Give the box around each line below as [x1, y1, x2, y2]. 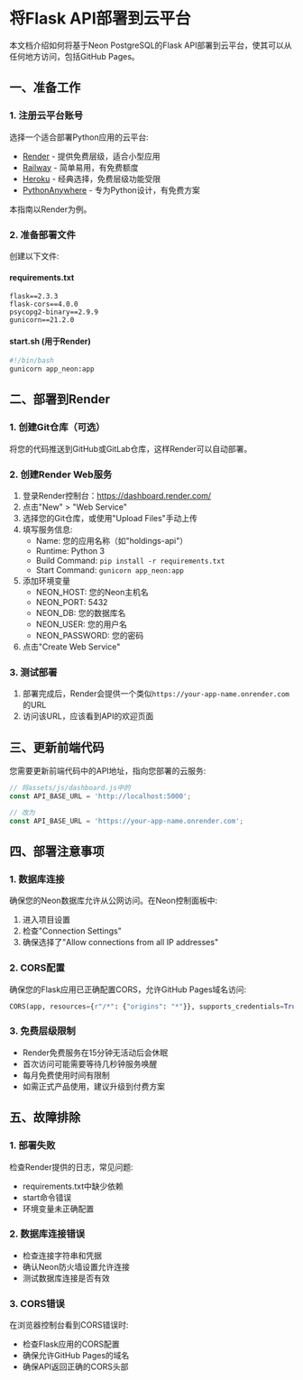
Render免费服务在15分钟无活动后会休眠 [22, 1047, 169, 1058]
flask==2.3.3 [9, 292, 59, 301]
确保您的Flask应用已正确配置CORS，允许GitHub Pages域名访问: [9, 984, 247, 995]
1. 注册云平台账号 [9, 109, 84, 122]
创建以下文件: [9, 250, 60, 262]
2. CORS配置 [9, 961, 66, 974]
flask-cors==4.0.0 [9, 299, 78, 309]
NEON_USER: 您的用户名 [35, 619, 128, 630]
